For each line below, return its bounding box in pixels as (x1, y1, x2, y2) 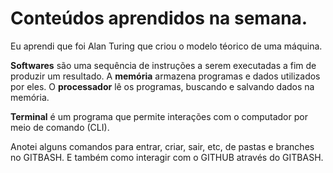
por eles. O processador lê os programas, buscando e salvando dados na (10, 80, 315, 92)
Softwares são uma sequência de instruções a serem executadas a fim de (10, 59, 317, 71)
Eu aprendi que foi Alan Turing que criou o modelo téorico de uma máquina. (10, 40, 323, 52)
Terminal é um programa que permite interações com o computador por (10, 110, 308, 122)
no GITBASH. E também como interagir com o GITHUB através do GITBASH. (10, 151, 324, 163)
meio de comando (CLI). (10, 121, 110, 133)
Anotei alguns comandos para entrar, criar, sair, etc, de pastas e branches (10, 140, 315, 152)
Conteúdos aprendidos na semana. (10, 7, 308, 30)
